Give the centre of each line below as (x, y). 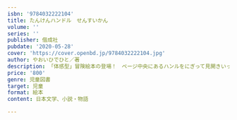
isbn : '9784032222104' (41, 14)
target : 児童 (25, 86)
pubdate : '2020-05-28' (41, 47)
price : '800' (26, 73)
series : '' (23, 34)
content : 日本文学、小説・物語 (48, 100)
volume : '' (23, 27)
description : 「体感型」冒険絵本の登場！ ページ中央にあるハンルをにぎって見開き (114, 66)
